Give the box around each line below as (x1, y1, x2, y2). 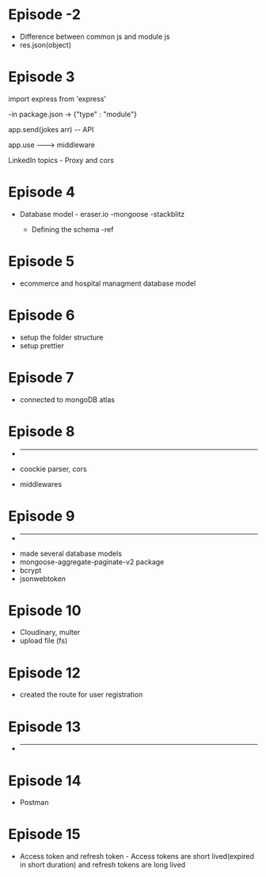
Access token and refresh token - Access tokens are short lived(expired (19, 852, 255, 861)
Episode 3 (8, 68, 75, 86)
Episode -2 (8, 6, 82, 24)
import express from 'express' (8, 93, 107, 104)
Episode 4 (8, 184, 75, 201)
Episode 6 (8, 306, 75, 324)
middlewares (19, 479, 62, 488)
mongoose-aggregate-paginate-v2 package (19, 556, 165, 567)
